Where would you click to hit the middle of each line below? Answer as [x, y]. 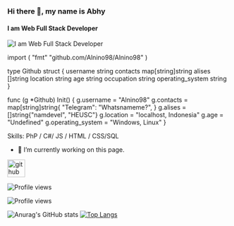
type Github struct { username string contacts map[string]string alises [109, 71]
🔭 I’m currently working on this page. [71, 150]
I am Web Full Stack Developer [53, 28]
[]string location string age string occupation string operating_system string [117, 79]
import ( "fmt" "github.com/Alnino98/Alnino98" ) [78, 58]
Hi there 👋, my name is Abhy [56, 11]
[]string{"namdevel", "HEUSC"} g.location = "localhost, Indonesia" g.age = [116, 115]
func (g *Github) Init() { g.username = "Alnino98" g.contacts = [98, 100]
